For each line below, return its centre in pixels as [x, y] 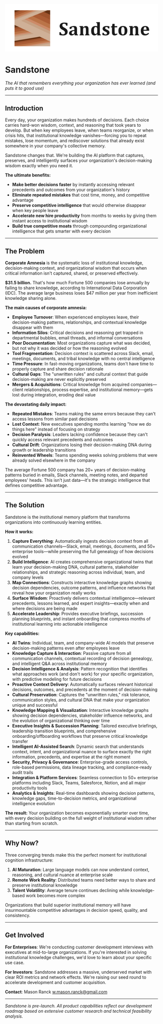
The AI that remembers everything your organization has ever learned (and [80, 83]
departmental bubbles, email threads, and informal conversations [77, 338]
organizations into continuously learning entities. [54, 522]
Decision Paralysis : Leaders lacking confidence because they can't [80, 434]
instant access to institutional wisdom [49, 221]
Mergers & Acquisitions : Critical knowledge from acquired [71, 385]
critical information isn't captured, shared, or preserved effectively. [72, 273]
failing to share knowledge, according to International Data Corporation [76, 288]
